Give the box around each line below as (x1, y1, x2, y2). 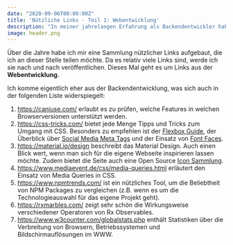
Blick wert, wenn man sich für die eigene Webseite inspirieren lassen (17, 149, 214, 158)
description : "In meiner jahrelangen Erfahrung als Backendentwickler (7, 23, 216, 30)
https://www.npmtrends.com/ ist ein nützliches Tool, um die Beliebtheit (17, 178, 221, 187)
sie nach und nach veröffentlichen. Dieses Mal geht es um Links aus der (7, 63, 213, 71)
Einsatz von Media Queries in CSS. (17, 171, 116, 180)
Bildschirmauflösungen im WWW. (17, 230, 113, 239)
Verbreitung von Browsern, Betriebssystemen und (17, 223, 161, 231)
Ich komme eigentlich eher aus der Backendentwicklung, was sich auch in (7, 84, 219, 92)
